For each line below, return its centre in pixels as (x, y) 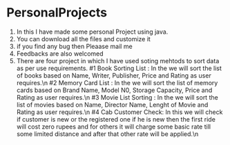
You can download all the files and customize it (84, 38)
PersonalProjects (57, 13)
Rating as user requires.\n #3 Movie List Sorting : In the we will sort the (117, 97)
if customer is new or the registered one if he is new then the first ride (116, 119)
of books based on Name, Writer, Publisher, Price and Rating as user (114, 75)
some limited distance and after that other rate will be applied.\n (107, 134)
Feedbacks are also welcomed (60, 54)
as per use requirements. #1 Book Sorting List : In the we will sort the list (119, 68)
